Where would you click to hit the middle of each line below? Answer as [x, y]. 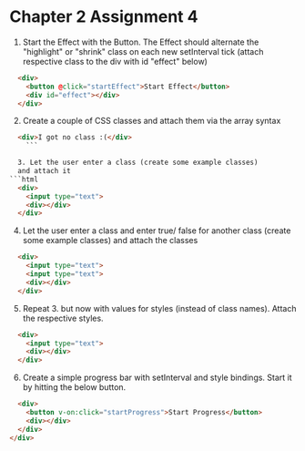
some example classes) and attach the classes [110, 241]
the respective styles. [63, 318]
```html [24, 179]
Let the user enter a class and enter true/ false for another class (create [157, 231]
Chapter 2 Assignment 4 [104, 17]
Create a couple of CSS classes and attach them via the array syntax [152, 121]
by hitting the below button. [74, 387]
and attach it [44, 171]
